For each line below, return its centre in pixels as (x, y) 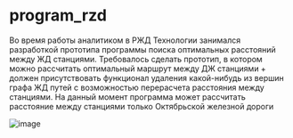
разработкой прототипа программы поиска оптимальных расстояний (142, 49)
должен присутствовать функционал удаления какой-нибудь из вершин (146, 77)
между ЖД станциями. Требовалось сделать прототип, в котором (136, 59)
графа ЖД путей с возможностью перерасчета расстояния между (137, 87)
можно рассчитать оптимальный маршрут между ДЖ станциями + (138, 69)
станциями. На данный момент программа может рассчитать (128, 97)
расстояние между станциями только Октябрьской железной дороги (142, 106)
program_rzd (58, 16)
